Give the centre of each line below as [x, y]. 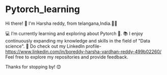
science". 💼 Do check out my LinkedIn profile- [53, 46]
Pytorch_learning [43, 9]
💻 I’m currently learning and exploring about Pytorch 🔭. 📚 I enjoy [74, 33]
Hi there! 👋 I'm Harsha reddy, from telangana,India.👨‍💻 [61, 23]
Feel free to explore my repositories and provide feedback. [67, 57]
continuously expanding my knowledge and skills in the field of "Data [78, 41]
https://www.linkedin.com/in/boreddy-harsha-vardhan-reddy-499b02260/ [83, 51]
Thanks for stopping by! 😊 [33, 66]
